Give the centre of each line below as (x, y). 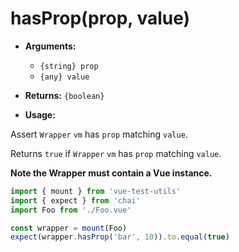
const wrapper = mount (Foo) (69, 228)
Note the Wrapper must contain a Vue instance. (111, 173)
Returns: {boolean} (64, 95)
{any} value (64, 77)
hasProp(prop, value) (100, 18)
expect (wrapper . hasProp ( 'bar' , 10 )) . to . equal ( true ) (120, 237)
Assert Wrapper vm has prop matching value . (99, 134)
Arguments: (50, 46)
